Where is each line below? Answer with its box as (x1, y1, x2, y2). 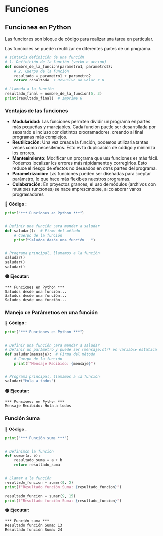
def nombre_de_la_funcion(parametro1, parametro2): (5, 64, 113, 69)
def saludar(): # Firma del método (5, 228, 80, 233)
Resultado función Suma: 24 (5, 527, 63, 532)
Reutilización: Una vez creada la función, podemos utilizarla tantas (12, 139, 149, 145)
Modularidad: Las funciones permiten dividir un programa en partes (12, 119, 151, 125)
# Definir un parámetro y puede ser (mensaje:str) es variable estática (5, 348, 157, 352)
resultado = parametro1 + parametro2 (14, 73, 91, 78)
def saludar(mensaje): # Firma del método (5, 352, 96, 357)
